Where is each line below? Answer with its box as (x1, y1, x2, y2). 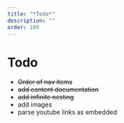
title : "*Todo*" (7, 10, 55, 18)
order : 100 (7, 23, 40, 31)
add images (17, 100, 52, 109)
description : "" (7, 17, 55, 24)
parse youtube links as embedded (17, 108, 118, 117)
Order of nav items (17, 77, 73, 86)
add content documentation (17, 85, 99, 94)
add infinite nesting (17, 93, 74, 102)
